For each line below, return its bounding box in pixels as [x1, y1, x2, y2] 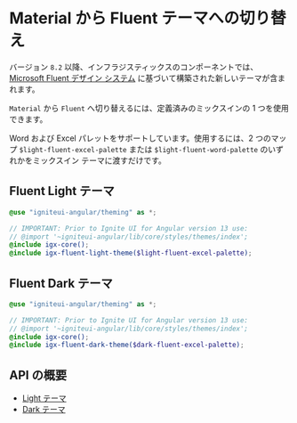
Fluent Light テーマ [9, 183, 115, 199]
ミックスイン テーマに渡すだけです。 [32, 155, 167, 166]
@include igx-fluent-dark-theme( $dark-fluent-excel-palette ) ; [9, 340, 245, 350]
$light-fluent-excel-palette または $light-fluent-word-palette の [19, 143, 269, 154]
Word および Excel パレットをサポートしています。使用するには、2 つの [9, 133, 271, 143]
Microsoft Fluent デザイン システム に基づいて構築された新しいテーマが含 [9, 72, 278, 83]
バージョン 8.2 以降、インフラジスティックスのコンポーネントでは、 [9, 61, 259, 72]
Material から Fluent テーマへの [9, 8, 240, 28]
